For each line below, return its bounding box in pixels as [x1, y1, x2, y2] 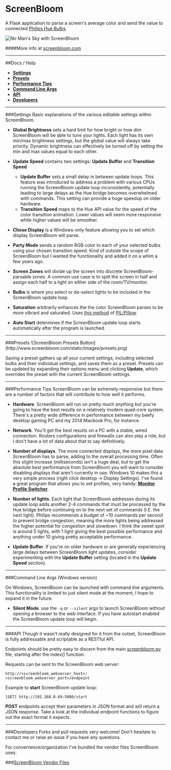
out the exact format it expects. [5, 714, 71, 720]
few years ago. [12, 258, 44, 264]
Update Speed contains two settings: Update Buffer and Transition [12, 158, 155, 164]
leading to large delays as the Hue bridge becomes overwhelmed [20, 190, 157, 196]
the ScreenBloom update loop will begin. [12, 615, 98, 622]
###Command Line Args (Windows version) [5, 574, 98, 580]
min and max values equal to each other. [12, 148, 98, 155]
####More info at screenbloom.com [5, 45, 81, 51]
